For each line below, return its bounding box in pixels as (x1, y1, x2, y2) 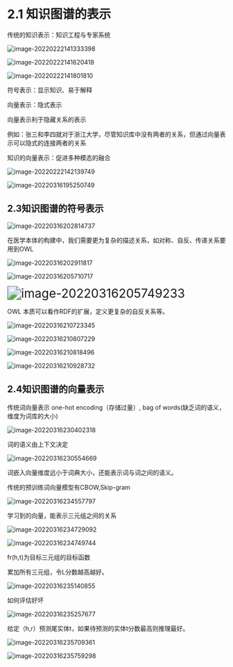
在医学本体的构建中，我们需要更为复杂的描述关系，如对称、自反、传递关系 (7, 236, 220, 244)
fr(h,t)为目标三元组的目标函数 (7, 553, 91, 561)
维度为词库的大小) (7, 411, 59, 420)
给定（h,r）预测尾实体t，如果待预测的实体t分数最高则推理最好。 (7, 624, 189, 632)
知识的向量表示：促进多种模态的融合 (7, 154, 111, 162)
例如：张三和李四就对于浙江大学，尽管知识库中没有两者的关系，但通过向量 (7, 130, 220, 138)
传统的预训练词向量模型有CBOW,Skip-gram (7, 483, 130, 491)
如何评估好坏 (7, 595, 44, 604)
